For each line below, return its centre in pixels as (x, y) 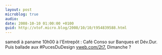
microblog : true (22, 14)
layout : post (19, 10)
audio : (12, 19)
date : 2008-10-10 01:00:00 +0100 (40, 23)
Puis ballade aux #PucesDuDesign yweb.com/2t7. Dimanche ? (68, 47)
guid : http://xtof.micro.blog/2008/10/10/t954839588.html (66, 28)
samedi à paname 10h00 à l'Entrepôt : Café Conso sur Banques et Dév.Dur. (81, 42)
